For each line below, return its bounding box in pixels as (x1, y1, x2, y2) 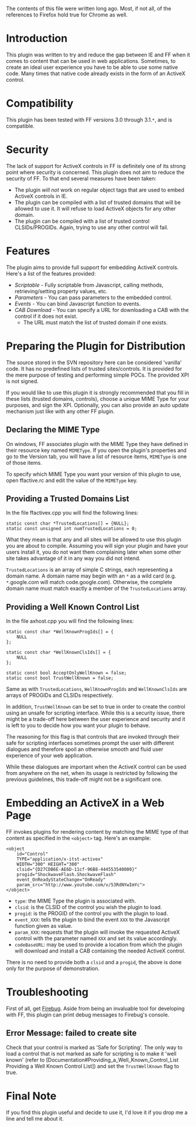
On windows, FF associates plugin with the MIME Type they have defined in (6, 440, 188, 447)
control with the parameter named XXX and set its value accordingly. (14, 935, 178, 942)
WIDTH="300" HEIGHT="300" (16, 861, 80, 867)
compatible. (6, 122, 35, 129)
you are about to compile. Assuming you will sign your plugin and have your (6, 542, 188, 549)
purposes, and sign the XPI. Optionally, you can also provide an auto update (6, 401, 189, 408)
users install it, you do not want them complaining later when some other (6, 549, 181, 556)
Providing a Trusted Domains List (6, 494, 130, 504)
